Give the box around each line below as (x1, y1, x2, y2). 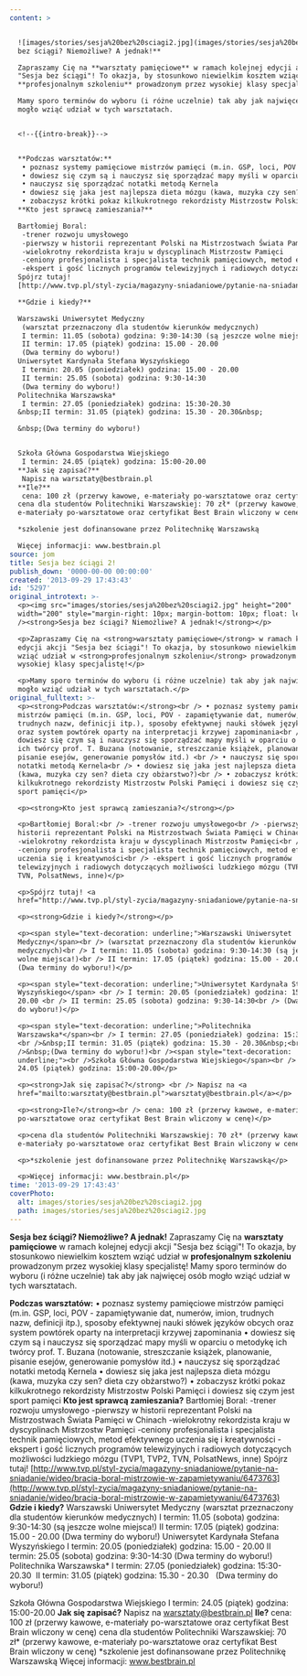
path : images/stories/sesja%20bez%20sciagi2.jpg (17, 1206, 206, 1215)
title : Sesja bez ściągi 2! (9, 558, 117, 567)
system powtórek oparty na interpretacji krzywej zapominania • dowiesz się (9, 1327, 295, 1338)
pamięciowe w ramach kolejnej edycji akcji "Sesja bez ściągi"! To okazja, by (9, 1241, 297, 1252)
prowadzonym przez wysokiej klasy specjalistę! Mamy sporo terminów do (9, 1260, 288, 1272)
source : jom (9, 550, 55, 559)
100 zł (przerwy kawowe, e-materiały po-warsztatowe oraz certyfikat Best (9, 1617, 290, 1628)
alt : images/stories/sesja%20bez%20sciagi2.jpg (17, 1198, 203, 1207)
